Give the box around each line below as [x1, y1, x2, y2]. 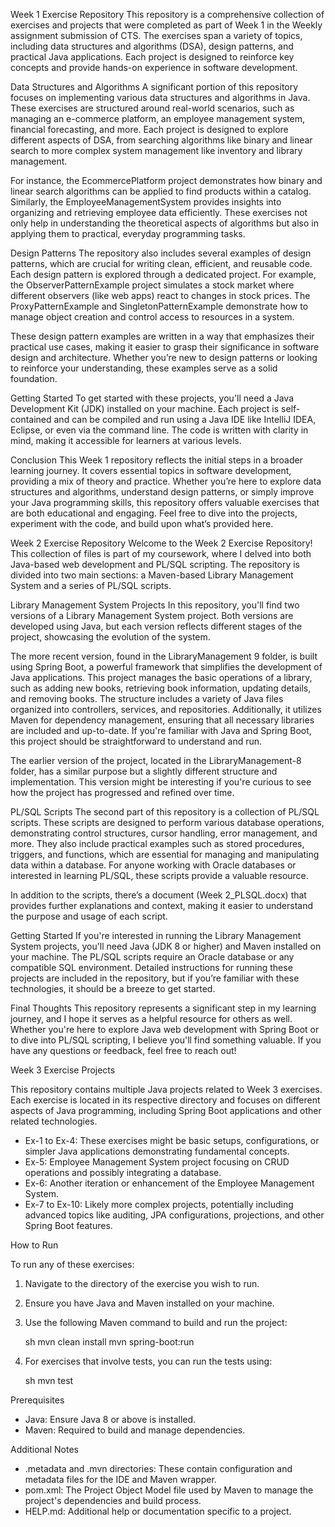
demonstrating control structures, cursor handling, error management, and [10, 827, 318, 839]
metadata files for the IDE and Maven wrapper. [24, 1474, 217, 1485]
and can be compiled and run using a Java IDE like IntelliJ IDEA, [53, 414, 317, 425]
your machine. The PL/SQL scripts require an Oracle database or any [10, 951, 295, 963]
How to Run [10, 1239, 59, 1251]
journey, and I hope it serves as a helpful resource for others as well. [10, 1013, 293, 1024]
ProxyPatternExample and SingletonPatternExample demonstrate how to [10, 300, 309, 312]
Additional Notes [10, 1444, 79, 1455]
